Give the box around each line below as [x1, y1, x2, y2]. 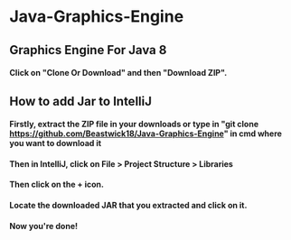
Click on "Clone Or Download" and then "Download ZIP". [9, 68, 228, 78]
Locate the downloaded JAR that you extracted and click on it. [9, 199, 248, 210]
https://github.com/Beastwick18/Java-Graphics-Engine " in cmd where [9, 128, 283, 139]
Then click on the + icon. [9, 179, 104, 190]
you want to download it [9, 138, 102, 149]
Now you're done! [9, 220, 79, 231]
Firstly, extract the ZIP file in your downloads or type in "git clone [9, 119, 259, 130]
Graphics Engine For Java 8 [9, 42, 167, 58]
